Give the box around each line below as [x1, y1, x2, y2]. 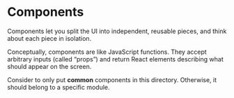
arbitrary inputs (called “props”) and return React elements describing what [7, 55, 224, 63]
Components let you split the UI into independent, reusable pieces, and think [7, 27, 227, 35]
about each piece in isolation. [7, 34, 92, 42]
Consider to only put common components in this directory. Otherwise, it [7, 75, 217, 84]
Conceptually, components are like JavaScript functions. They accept [7, 48, 207, 56]
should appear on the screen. [7, 62, 92, 70]
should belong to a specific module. [7, 83, 110, 91]
